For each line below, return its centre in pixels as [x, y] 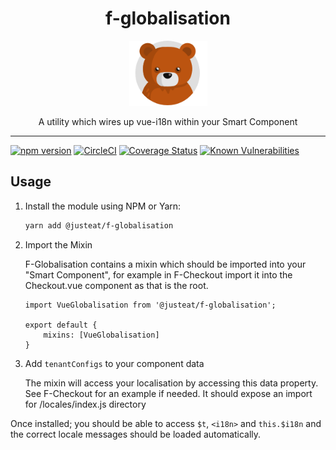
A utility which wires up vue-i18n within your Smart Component [168, 121]
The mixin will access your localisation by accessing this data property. [171, 383]
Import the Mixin [58, 244]
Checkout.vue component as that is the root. [116, 285]
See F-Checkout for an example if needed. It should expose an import [168, 393]
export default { [61, 325]
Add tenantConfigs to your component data [114, 363]
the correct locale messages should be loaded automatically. [136, 434]
